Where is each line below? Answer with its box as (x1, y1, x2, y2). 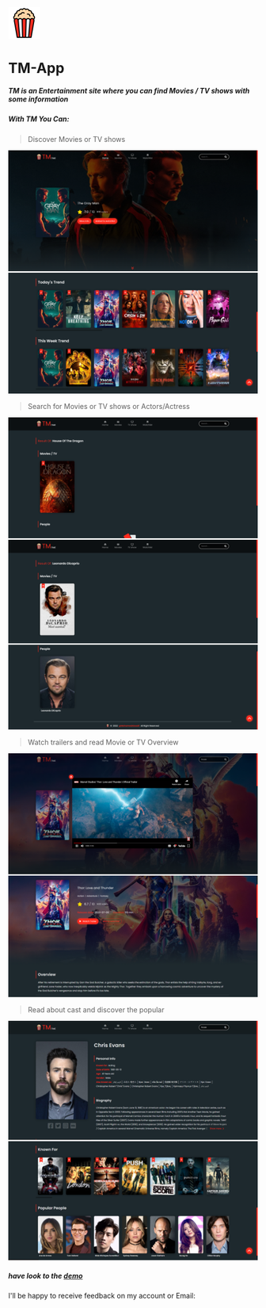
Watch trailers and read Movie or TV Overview (27, 737, 179, 748)
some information (8, 94, 69, 104)
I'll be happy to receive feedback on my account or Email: (8, 1291, 196, 1300)
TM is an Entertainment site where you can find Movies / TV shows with (8, 86, 250, 95)
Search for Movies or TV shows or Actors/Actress (27, 401, 190, 411)
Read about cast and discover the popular (27, 1004, 165, 1014)
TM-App (8, 59, 65, 78)
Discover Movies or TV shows (27, 134, 126, 143)
